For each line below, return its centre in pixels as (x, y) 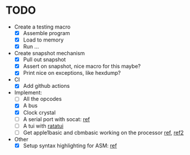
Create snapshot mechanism (49, 53)
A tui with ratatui (43, 126)
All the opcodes (42, 99)
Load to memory (43, 40)
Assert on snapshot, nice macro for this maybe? (82, 67)
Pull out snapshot (44, 59)
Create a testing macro (42, 27)
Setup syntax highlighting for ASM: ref (70, 145)
